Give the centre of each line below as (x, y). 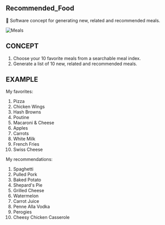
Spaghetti (23, 169)
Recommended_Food (40, 8)
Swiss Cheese (28, 150)
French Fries (26, 144)
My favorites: (19, 92)
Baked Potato (27, 180)
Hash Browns (27, 112)
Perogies (22, 212)
